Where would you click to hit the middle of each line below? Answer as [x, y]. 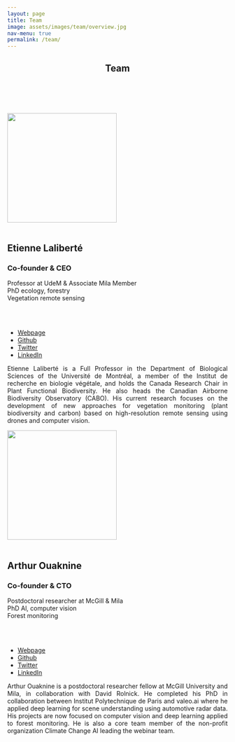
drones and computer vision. [49, 421]
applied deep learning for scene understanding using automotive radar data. [117, 708]
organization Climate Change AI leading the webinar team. [91, 730]
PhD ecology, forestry [39, 290]
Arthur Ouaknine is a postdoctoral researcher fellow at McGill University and [117, 686]
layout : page [26, 14]
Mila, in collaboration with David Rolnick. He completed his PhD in [117, 693]
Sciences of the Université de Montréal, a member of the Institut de [117, 376]
